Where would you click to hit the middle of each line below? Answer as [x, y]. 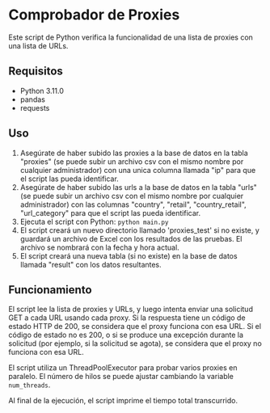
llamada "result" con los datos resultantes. [91, 264]
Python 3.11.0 [42, 91]
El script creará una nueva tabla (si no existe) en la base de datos [129, 255]
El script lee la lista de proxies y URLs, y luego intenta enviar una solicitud [131, 310]
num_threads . [30, 385]
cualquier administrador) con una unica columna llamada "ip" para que [138, 170]
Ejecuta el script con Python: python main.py [94, 221]
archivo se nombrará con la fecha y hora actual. [99, 247]
